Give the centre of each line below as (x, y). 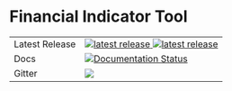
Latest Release (45, 44)
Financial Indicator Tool (98, 17)
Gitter (26, 73)
